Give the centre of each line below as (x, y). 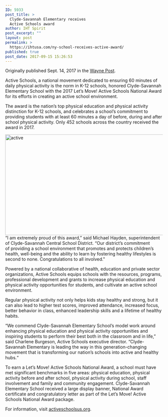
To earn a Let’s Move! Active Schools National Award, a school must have (81, 367)
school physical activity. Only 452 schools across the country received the (82, 122)
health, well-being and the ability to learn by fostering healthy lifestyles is (81, 254)
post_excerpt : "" (23, 33)
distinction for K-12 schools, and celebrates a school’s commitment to (77, 111)
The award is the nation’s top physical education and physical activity (77, 106)
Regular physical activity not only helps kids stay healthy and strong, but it (82, 300)
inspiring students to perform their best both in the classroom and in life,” (80, 336)
